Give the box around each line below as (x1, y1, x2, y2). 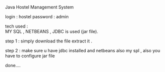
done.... (5, 63, 21, 68)
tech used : (5, 23, 28, 29)
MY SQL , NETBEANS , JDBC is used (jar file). (5, 29, 98, 34)
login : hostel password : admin (5, 14, 69, 19)
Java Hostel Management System (5, 4, 74, 10)
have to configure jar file (5, 53, 55, 59)
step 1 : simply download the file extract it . (5, 38, 93, 44)
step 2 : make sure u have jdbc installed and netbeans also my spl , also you (5, 48, 161, 53)
